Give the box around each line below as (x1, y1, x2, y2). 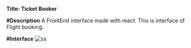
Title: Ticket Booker (6, 5, 57, 12)
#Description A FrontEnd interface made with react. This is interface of (6, 17, 185, 24)
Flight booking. (6, 24, 44, 30)
